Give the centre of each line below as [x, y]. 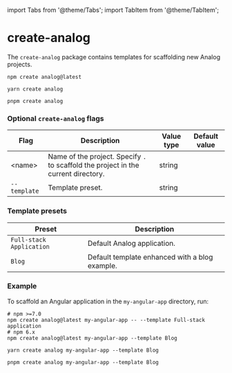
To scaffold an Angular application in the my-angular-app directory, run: [108, 301]
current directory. [76, 174]
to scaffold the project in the [94, 165]
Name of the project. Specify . [97, 157]
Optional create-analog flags [56, 118]
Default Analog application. [132, 243]
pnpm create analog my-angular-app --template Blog [83, 362]
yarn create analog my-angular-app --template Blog [83, 350]
